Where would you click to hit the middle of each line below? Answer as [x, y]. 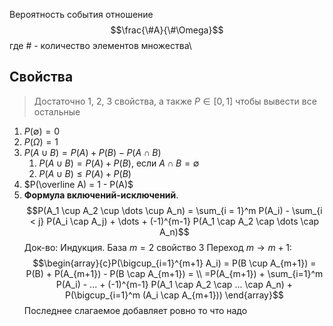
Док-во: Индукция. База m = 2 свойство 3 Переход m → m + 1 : [157, 247]
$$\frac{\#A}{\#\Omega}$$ [167, 30]
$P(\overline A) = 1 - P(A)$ [78, 184]
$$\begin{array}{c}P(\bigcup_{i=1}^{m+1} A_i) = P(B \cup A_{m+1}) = [174, 263]
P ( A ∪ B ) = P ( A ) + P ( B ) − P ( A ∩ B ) [92, 152]
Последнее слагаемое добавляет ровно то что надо [135, 310]
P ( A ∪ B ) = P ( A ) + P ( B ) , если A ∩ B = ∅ [119, 163]
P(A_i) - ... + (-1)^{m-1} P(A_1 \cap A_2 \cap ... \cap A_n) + [174, 284]
